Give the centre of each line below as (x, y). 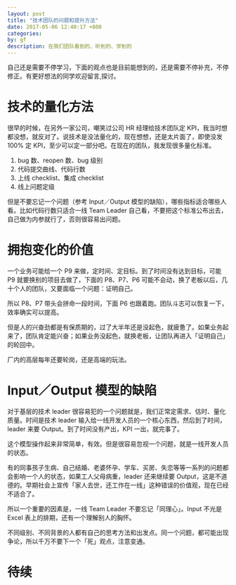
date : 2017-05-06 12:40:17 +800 (54, 27)
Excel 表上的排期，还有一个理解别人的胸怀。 (71, 518)
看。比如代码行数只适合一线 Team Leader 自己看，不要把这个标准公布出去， (117, 210)
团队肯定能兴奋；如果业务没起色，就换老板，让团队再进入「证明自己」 (127, 336)
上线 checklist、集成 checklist (60, 178)
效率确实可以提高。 (35, 312)
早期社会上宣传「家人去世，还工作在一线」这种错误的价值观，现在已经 (127, 485)
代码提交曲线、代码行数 (51, 169)
